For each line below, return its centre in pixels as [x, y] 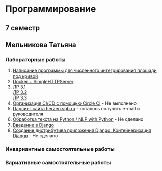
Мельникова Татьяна [41, 45]
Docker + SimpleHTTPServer [43, 82]
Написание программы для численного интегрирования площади [85, 71]
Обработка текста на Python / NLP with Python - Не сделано [78, 119]
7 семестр [23, 28]
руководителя [28, 114]
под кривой [25, 76]
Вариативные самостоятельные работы [58, 163]
